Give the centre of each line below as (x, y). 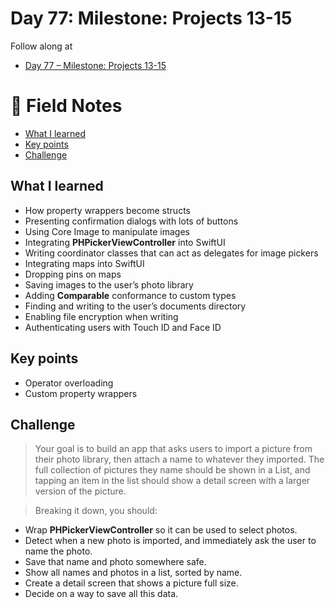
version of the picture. (80, 491)
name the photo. (58, 551)
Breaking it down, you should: (96, 511)
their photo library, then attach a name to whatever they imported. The (179, 459)
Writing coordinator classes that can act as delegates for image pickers (171, 253)
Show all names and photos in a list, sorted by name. (133, 573)
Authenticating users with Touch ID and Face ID (123, 327)
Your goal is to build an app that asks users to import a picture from (173, 449)
